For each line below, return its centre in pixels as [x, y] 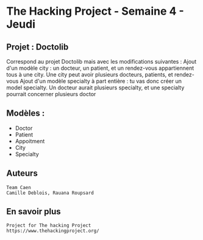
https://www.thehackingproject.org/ [53, 231]
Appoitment [30, 141]
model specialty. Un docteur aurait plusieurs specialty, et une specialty [95, 88]
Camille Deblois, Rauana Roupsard [50, 193]
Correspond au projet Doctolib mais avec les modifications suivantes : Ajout [101, 62]
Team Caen [19, 187]
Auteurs [22, 174]
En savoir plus [34, 212]
